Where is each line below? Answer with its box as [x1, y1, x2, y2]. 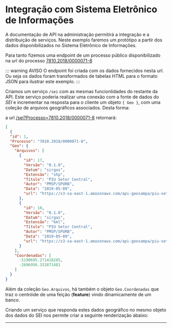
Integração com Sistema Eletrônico [5, 4, 158, 15]
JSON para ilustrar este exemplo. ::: [5, 78, 80, 84]
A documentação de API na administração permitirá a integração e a [5, 31, 149, 37]
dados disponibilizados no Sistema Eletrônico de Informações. [5, 42, 137, 48]
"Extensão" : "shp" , [24, 172, 66, 177]
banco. [5, 297, 20, 303]
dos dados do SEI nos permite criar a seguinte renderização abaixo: [5, 312, 148, 318]
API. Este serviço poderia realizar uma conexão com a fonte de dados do [5, 94, 159, 100]
